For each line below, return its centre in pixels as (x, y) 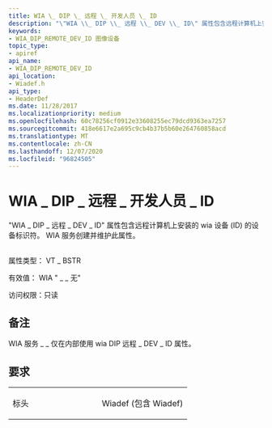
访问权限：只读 (33, 295)
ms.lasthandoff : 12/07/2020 (56, 151)
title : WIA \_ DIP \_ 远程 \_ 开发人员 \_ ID (83, 16)
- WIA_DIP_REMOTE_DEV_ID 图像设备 (64, 38)
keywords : (25, 31)
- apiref (23, 53)
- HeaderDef (28, 99)
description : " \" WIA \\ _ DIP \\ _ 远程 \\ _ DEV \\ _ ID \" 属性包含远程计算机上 (135, 23)
